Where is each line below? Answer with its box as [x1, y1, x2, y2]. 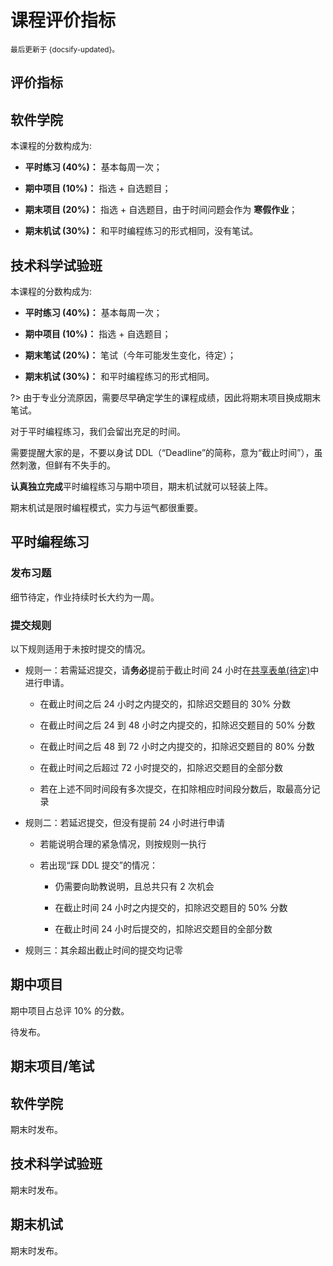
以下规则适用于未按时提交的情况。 [10, 642, 151, 655]
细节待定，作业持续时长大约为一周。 [10, 591, 160, 603]
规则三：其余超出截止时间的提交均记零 [24, 944, 183, 956]
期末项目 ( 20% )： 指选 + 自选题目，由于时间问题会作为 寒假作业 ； [24, 204, 298, 216]
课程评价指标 [10, 9, 117, 32]
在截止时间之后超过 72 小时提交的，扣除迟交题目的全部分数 [39, 761, 283, 773]
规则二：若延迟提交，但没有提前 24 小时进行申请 [24, 816, 226, 828]
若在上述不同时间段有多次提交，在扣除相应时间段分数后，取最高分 [39, 782, 312, 795]
